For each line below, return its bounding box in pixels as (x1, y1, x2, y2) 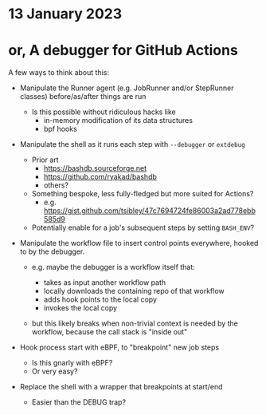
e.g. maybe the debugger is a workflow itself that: (31, 263, 195, 272)
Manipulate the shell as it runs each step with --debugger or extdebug (19, 140, 245, 149)
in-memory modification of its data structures (43, 116, 194, 125)
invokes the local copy (43, 303, 118, 313)
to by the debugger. (19, 247, 85, 256)
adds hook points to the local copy (43, 294, 158, 304)
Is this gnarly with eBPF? (31, 358, 113, 368)
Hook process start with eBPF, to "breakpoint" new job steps (19, 342, 220, 352)
